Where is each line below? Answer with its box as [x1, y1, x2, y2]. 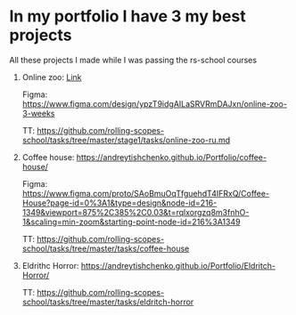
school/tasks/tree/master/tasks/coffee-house [21, 243, 190, 254]
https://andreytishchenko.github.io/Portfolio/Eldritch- [80, 260, 276, 271]
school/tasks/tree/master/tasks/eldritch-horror [21, 296, 194, 307]
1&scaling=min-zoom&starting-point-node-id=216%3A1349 [21, 216, 241, 227]
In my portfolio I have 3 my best [9, 6, 247, 27]
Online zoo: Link [21, 71, 82, 82]
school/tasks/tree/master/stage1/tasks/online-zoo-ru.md [21, 134, 231, 145]
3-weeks [21, 108, 55, 118]
